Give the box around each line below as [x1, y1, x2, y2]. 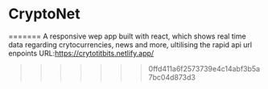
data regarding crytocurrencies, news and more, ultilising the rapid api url [8, 39, 252, 49]
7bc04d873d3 [148, 72, 196, 82]
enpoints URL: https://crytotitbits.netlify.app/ [8, 48, 155, 58]
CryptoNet [8, 5, 80, 23]
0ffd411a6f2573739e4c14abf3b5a [148, 63, 260, 73]
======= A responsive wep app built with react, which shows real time [8, 31, 247, 41]
